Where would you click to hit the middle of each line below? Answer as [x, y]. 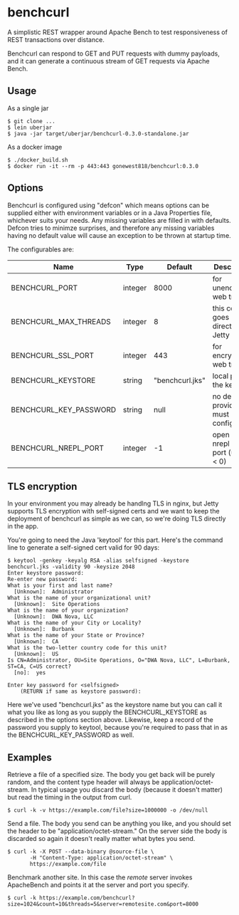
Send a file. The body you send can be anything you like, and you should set [119, 824]
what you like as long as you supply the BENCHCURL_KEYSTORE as [107, 712]
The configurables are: [41, 249]
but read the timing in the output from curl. [70, 798]
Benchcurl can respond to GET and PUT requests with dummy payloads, [114, 53]
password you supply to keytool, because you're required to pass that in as [117, 728]
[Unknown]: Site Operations [57, 605]
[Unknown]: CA [36, 642]
